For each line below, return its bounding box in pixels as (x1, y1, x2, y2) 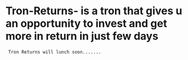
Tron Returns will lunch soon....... (8, 49, 101, 55)
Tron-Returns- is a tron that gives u (5, 4, 183, 18)
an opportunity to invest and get (5, 17, 167, 30)
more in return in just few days (5, 30, 158, 43)
